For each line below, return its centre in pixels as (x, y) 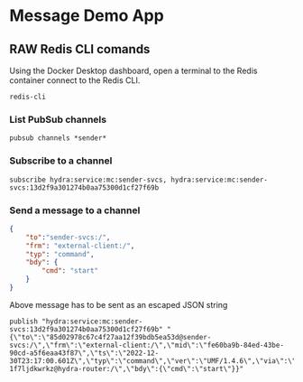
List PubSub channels (58, 119)
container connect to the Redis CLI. (75, 80)
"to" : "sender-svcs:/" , (68, 237)
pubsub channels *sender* (58, 138)
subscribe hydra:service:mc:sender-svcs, (88, 180)
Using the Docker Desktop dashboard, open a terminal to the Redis (133, 70)
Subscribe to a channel (61, 161)
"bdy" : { (42, 263)
